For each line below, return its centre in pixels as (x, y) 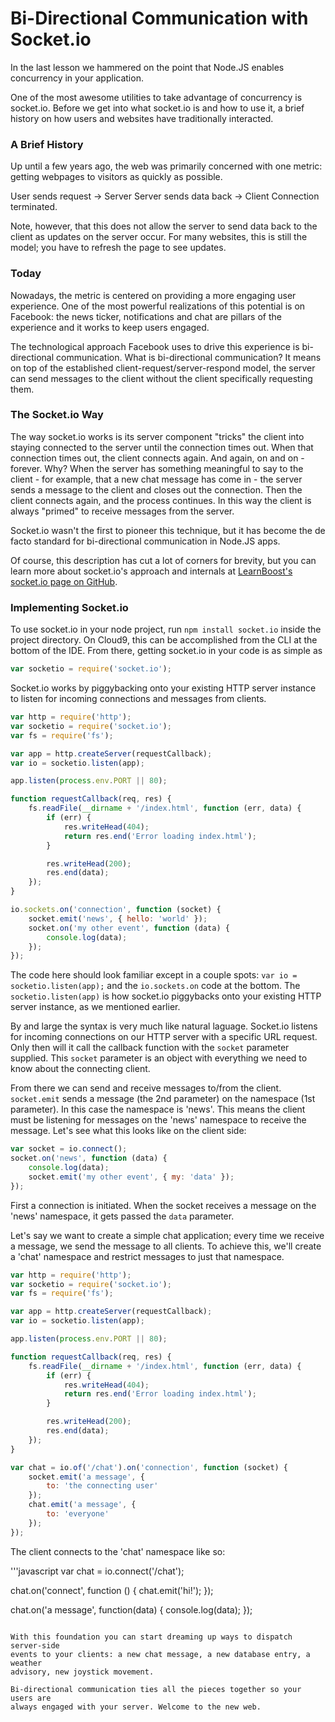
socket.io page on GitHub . (64, 581)
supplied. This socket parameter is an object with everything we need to (159, 1058)
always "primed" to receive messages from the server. (122, 511)
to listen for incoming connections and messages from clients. (138, 698)
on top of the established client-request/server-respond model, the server (163, 368)
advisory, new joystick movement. (82, 1672)
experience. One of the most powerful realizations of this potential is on (158, 306)
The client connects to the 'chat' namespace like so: (118, 1551)
